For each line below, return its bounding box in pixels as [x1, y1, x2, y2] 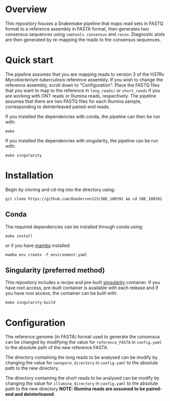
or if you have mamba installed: [5, 242, 71, 249]
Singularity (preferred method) [5, 266, 105, 275]
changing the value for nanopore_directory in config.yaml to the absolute [5, 360, 158, 366]
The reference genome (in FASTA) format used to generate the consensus [5, 334, 160, 340]
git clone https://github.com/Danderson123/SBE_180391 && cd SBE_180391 [5, 196, 162, 201]
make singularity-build [5, 300, 56, 305]
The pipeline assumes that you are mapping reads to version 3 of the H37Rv [5, 71, 165, 77]
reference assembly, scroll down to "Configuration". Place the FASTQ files [5, 82, 160, 88]
